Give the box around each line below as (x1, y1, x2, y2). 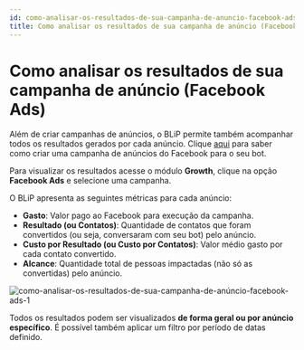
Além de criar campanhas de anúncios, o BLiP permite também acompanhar (9, 128, 294, 140)
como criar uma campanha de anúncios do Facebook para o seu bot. (9, 148, 267, 159)
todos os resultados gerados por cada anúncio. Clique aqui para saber (9, 138, 273, 149)
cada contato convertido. (22, 249, 117, 260)
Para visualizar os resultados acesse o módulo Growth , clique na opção (9, 166, 278, 176)
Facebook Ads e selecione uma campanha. (9, 175, 172, 186)
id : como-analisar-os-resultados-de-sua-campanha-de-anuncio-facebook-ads (9, 13, 298, 23)
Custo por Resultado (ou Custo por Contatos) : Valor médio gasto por (22, 239, 283, 250)
